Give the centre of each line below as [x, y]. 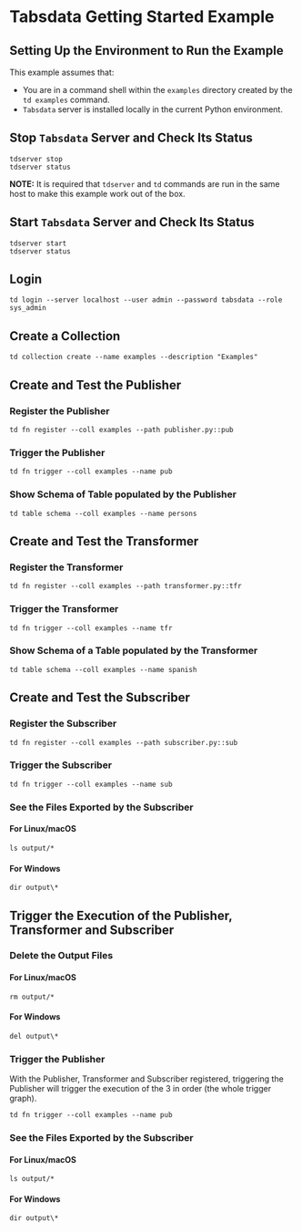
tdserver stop [36, 159]
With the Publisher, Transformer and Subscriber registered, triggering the [146, 1079]
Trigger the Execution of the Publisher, [121, 915]
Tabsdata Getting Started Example [142, 17]
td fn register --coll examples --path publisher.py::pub [121, 430]
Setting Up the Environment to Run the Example [146, 51]
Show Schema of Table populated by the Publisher [123, 494]
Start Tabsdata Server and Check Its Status [132, 222]
